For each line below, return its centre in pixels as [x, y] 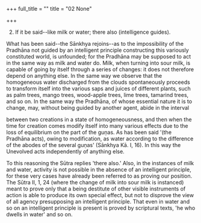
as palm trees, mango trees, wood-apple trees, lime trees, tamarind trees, [97, 95]
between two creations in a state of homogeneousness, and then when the [99, 119]
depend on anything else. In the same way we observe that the [84, 76]
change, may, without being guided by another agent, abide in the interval [98, 108]
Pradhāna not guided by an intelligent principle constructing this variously [98, 50]
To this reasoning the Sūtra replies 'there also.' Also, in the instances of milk [100, 163]
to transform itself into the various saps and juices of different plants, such [98, 89]
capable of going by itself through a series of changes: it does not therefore [100, 69]
